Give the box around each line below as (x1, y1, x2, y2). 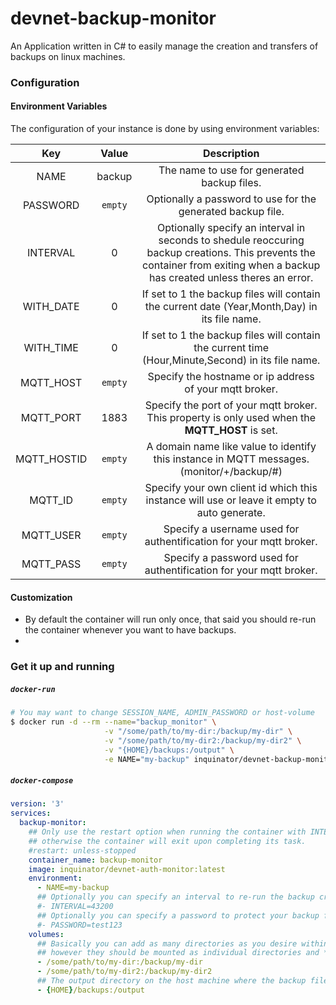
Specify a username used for (163, 522, 300, 536)
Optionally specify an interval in (157, 221, 306, 235)
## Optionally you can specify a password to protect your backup (36, 910, 320, 921)
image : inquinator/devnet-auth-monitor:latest (28, 864, 226, 874)
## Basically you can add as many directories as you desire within (36, 938, 329, 949)
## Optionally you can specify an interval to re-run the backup (36, 892, 315, 902)
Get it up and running (10, 660, 115, 674)
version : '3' (10, 799, 65, 809)
